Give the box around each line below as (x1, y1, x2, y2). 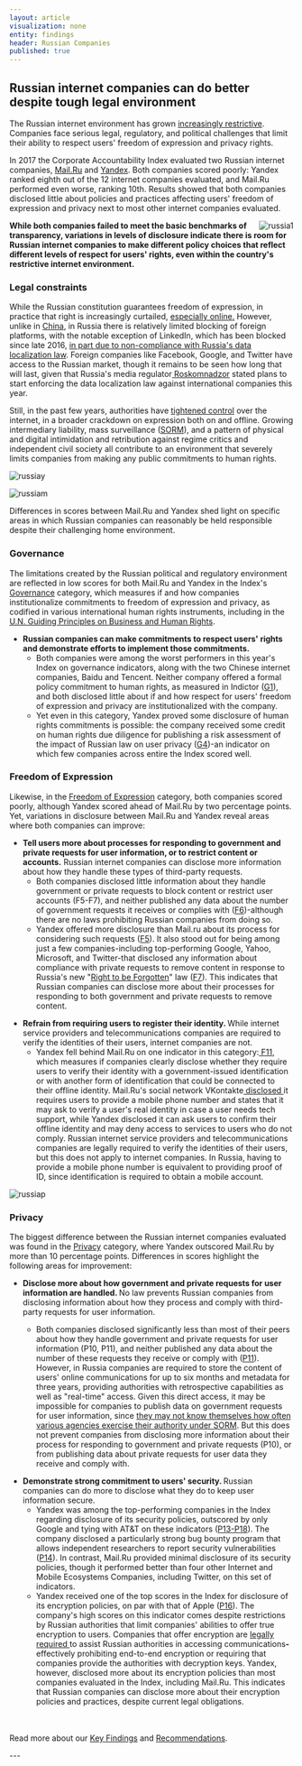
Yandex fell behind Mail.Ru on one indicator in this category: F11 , (35, 1046, 275, 1057)
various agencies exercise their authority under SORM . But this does (35, 1420, 290, 1430)
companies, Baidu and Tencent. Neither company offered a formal (35, 671, 282, 682)
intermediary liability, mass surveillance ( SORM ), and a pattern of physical (9, 425, 284, 436)
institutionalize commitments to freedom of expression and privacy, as (9, 596, 270, 607)
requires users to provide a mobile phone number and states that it (35, 1094, 284, 1105)
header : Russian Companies (9, 38, 111, 48)
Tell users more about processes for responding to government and (22, 837, 281, 848)
